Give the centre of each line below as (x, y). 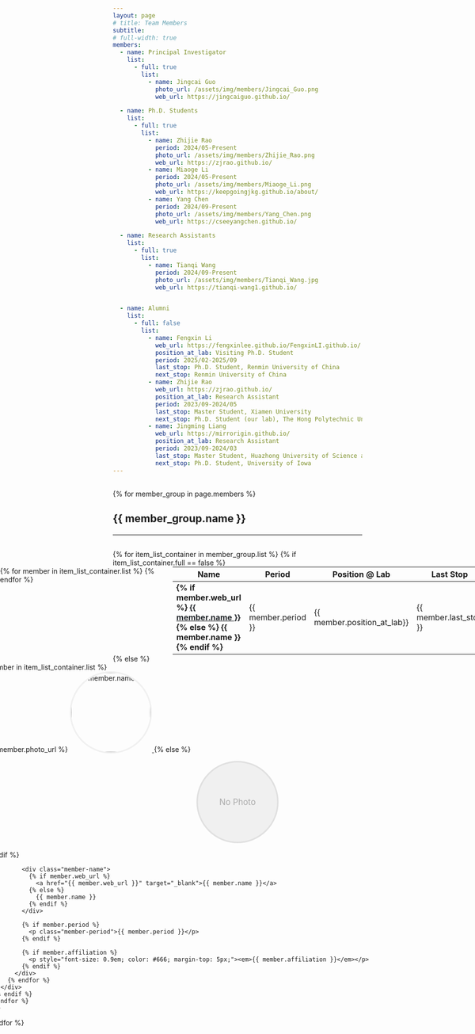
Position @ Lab (362, 574)
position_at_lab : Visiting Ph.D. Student (224, 353)
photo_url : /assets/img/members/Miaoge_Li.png (233, 185)
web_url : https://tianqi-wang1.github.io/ (226, 287)
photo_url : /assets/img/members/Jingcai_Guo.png (237, 89)
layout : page (134, 15)
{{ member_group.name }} (179, 519)
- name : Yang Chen (178, 199)
